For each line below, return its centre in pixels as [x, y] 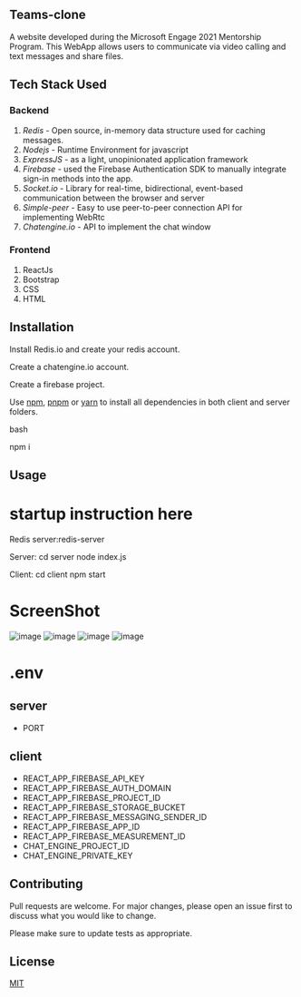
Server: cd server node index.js [68, 556]
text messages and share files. [67, 56]
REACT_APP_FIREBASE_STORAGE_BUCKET [104, 807]
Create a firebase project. [57, 384]
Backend [29, 111]
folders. [24, 411]
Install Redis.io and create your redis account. [95, 349]
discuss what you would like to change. [83, 915]
